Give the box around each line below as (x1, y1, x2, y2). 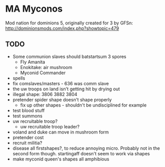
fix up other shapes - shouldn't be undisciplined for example (20, 102, 147, 108)
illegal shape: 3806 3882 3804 (12, 91, 78, 97)
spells (12, 75, 25, 81)
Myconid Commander (20, 70, 66, 76)
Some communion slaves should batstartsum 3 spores (12, 53, 127, 59)
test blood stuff (12, 107, 45, 113)
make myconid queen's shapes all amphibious (12, 156, 110, 162)
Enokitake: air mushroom (20, 64, 73, 70)
